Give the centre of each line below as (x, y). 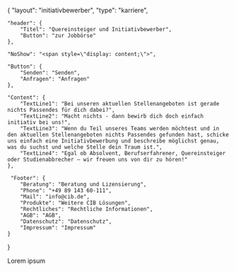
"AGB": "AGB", (41, 215)
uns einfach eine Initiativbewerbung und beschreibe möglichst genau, (113, 141)
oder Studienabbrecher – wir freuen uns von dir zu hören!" (98, 159)
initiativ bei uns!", (39, 123)
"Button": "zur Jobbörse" (58, 35)
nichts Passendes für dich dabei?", (61, 110)
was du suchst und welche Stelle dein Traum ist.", (85, 147)
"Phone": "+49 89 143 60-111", (66, 191)
